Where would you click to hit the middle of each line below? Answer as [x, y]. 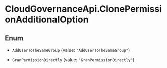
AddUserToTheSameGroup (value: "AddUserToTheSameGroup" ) [71, 50]
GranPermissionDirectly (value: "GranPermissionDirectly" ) [73, 60]
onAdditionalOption [47, 20]
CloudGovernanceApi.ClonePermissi [83, 9]
